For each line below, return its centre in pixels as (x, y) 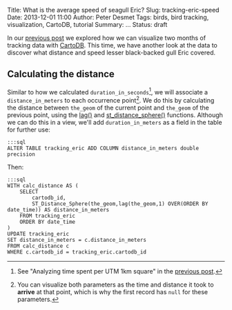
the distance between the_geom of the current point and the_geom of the (108, 108)
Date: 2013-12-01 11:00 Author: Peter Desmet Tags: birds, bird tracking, (108, 17)
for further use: (29, 130)
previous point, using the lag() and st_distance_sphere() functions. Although (115, 115)
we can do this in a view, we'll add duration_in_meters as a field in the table (115, 123)
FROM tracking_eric (48, 216)
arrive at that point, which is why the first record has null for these (113, 292)
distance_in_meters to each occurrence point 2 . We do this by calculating (111, 100)
